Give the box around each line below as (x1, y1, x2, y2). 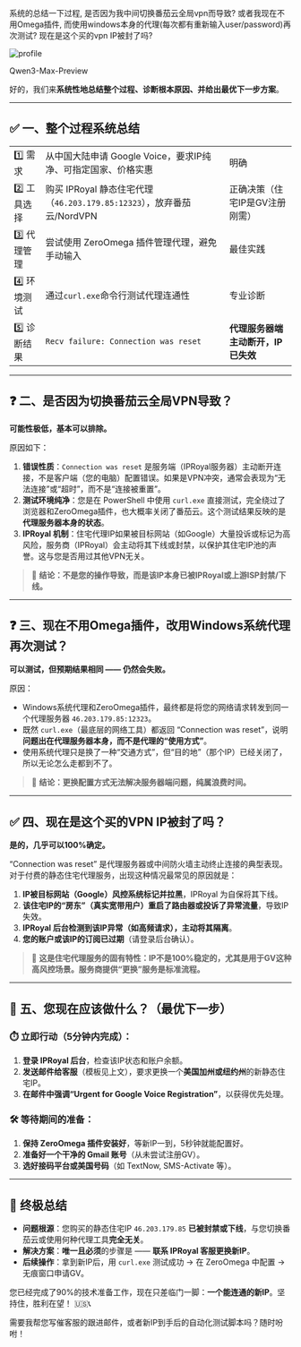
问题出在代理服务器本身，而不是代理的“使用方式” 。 (21, 735, 212, 746)
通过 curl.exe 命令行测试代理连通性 (45, 289, 190, 302)
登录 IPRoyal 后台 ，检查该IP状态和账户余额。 (21, 1055, 188, 1066)
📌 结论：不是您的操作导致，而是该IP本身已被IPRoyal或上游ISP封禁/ (30, 570, 279, 580)
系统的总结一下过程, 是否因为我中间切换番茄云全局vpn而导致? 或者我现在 (9, 8, 278, 18)
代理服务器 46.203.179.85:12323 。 (30, 713, 157, 724)
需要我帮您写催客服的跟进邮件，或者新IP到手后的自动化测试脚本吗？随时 (9, 1317, 276, 1328)
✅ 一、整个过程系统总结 (9, 121, 141, 136)
